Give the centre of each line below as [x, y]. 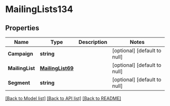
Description [93, 42]
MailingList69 [57, 68]
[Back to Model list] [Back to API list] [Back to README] [63, 98]
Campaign [20, 54]
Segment [19, 83]
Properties [22, 28]
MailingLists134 [39, 9]
